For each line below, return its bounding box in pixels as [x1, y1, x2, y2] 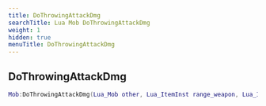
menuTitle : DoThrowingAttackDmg [8, 41, 115, 49]
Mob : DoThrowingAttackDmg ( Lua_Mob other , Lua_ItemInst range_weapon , [8, 90, 239, 98]
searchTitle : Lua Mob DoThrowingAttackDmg [8, 19, 150, 27]
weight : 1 [8, 26, 41, 34]
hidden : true [8, 33, 51, 42]
